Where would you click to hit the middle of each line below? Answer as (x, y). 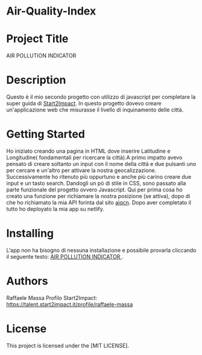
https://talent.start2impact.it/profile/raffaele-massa (70, 304)
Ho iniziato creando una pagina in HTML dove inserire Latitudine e (88, 151)
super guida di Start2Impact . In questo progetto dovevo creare (84, 104)
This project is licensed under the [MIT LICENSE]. (68, 345)
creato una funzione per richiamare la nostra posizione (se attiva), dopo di (98, 196)
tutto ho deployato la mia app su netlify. (55, 209)
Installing (30, 234)
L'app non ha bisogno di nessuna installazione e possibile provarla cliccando (101, 250)
